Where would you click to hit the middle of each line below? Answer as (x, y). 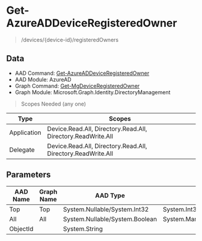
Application (25, 132)
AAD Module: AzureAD (43, 79)
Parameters (29, 175)
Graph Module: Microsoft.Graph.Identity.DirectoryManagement (93, 92)
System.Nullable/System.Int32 (106, 209)
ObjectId (21, 228)
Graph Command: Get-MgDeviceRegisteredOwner (77, 86)
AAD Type (110, 195)
